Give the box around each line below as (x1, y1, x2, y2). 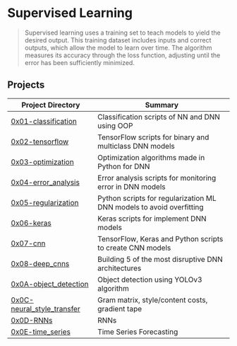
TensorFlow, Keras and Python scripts (97, 233, 224, 243)
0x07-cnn (11, 238, 46, 248)
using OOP (97, 120, 133, 130)
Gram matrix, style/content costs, (97, 295, 208, 305)
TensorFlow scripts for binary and (97, 132, 209, 142)
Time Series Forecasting (97, 327, 178, 337)
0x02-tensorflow (11, 137, 69, 146)
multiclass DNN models (97, 141, 175, 151)
